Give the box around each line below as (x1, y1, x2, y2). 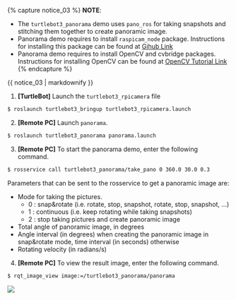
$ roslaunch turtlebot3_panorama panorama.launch (7, 132, 157, 139)
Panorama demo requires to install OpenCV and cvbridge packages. (17, 49, 216, 58)
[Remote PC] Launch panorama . (17, 118, 108, 126)
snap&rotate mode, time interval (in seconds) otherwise (17, 237, 179, 246)
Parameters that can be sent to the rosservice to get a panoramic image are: (7, 179, 230, 187)
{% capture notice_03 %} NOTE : (7, 6, 102, 14)
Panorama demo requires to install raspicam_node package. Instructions (17, 35, 225, 43)
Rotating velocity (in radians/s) (17, 245, 107, 253)
